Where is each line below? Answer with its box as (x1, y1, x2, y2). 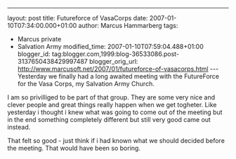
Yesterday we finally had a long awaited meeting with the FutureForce (17, 72, 220, 81)
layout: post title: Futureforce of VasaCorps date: (7, 14, 148, 22)
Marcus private (17, 35, 62, 43)
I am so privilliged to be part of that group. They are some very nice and (7, 93, 216, 102)
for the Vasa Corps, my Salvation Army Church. (17, 80, 155, 88)
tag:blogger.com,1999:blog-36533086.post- (51, 50, 180, 58)
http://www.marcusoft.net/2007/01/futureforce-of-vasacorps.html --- (17, 64, 219, 73)
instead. (7, 123, 31, 131)
